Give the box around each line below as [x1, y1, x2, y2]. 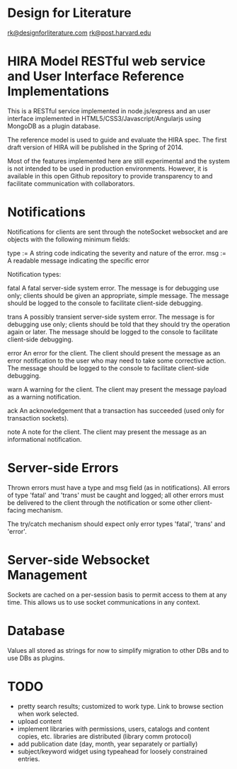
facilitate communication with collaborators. [7, 179, 135, 188]
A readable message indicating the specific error [7, 256, 150, 265]
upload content [17, 717, 62, 725]
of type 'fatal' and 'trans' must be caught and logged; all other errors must [7, 491, 224, 499]
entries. [17, 754, 40, 763]
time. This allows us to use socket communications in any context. [7, 598, 200, 606]
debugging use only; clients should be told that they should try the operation [7, 320, 231, 329]
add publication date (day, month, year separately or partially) [17, 739, 198, 748]
